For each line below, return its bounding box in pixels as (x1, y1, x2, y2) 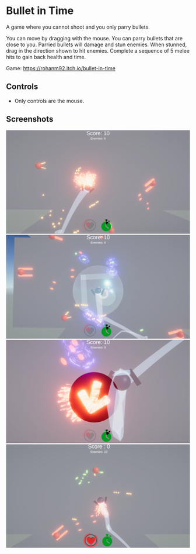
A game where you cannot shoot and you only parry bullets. (6, 23, 150, 30)
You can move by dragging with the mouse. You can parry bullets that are (6, 35, 183, 42)
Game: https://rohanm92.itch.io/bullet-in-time (6, 64, 116, 71)
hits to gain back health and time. (6, 53, 86, 60)
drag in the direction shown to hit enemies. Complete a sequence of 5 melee (6, 47, 190, 54)
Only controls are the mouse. (14, 97, 85, 104)
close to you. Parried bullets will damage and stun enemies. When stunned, (6, 41, 187, 48)
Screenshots (6, 114, 54, 124)
